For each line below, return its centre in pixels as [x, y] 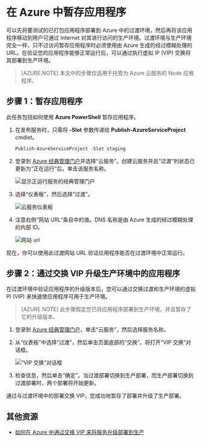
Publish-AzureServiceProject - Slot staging [70, 149]
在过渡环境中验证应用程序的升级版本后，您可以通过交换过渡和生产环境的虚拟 [101, 289]
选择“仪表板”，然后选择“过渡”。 [54, 194]
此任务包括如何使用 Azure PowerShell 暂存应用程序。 [73, 117]
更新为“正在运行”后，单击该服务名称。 [62, 168]
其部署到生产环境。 [30, 60]
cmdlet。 [26, 137]
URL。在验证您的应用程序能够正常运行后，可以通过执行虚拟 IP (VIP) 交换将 [99, 52]
